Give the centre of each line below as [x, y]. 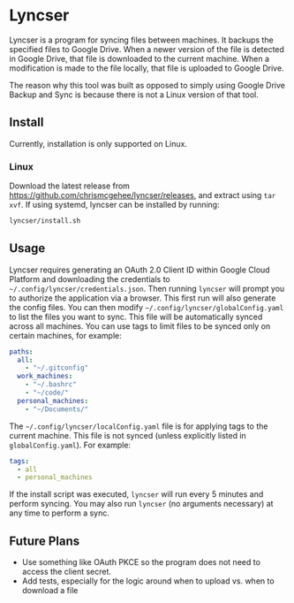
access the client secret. [67, 572]
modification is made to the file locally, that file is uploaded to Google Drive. [147, 68]
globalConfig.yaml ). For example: [70, 445]
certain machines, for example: [65, 335]
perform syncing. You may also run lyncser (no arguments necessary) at [141, 504]
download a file [50, 591]
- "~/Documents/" [57, 409]
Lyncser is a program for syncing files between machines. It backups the [141, 40]
